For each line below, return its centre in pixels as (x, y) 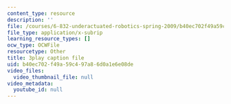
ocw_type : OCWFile (33, 45)
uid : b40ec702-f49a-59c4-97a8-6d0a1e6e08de (70, 64)
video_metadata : (30, 83)
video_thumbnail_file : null (54, 77)
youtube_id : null (38, 90)
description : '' (30, 20)
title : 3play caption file (46, 58)
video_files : (26, 70)
